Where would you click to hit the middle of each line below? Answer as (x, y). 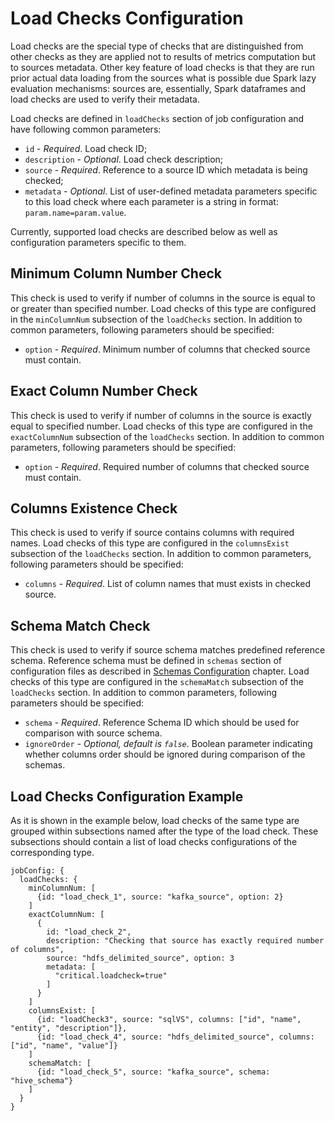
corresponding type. (52, 852)
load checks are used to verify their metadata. (105, 99)
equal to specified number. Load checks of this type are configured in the (161, 426)
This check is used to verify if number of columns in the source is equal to (163, 298)
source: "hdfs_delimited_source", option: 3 (140, 958)
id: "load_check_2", (89, 932)
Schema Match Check (80, 625)
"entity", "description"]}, (69, 1028)
